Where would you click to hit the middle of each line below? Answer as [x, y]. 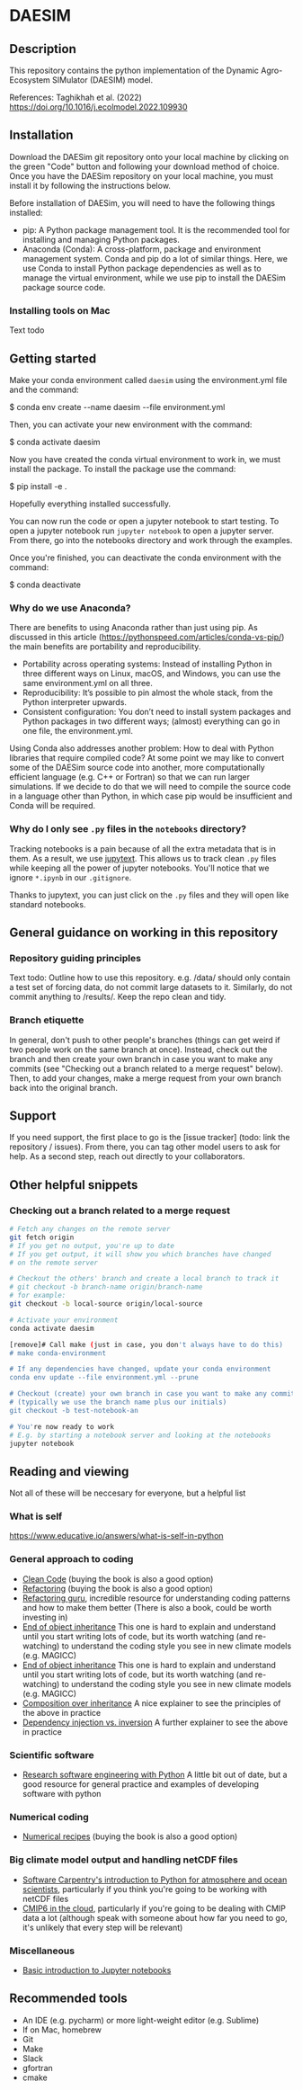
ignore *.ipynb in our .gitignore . [71, 877]
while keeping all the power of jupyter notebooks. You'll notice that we [139, 868]
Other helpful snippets [74, 1185]
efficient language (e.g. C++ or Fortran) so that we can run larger [129, 777]
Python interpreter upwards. [75, 702]
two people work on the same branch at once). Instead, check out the [138, 1049]
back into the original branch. [64, 1087]
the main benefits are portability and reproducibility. [105, 647]
